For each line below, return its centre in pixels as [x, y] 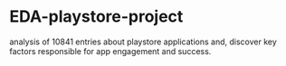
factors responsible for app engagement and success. [110, 51]
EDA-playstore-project [96, 17]
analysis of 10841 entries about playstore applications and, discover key [143, 42]
